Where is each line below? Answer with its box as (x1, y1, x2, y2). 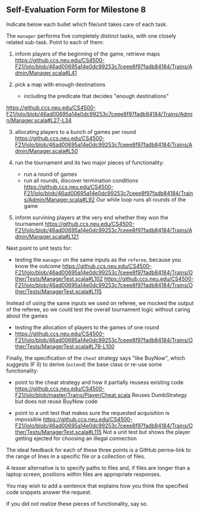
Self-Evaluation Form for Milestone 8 (6, 5, 146, 15)
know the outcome (14, 262, 61, 270)
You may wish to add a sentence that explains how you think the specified (6, 482, 189, 489)
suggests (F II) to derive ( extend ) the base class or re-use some (6, 361, 162, 368)
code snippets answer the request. (6, 488, 92, 496)
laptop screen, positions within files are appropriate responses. (6, 471, 161, 478)
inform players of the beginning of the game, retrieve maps (14, 50, 160, 57)
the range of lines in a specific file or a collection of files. (6, 453, 146, 460)
